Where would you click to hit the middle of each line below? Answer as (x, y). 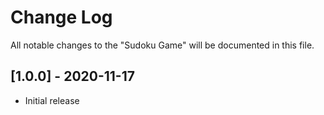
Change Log (61, 17)
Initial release (52, 100)
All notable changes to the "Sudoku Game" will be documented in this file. (162, 45)
